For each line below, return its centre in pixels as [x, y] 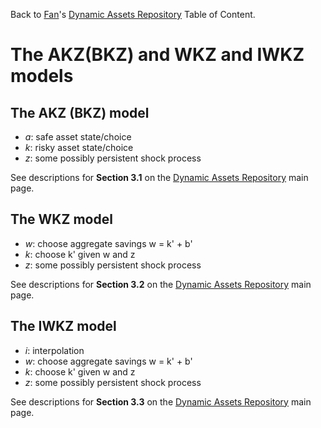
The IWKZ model [63, 326]
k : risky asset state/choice [79, 147]
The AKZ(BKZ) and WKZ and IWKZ [157, 55]
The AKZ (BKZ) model [80, 112]
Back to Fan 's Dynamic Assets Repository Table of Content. [133, 14]
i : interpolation [54, 350]
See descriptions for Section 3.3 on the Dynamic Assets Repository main [161, 401]
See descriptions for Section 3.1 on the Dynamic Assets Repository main [159, 177]
